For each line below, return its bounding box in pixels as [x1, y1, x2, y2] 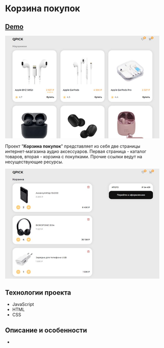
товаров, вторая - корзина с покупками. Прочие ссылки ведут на [5, 153, 142, 159]
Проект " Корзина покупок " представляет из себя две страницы [5, 143, 141, 149]
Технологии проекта [5, 288, 71, 297]
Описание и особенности [5, 326, 87, 334]
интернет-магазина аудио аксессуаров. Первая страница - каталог [5, 148, 147, 154]
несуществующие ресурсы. [5, 159, 64, 165]
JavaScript [12, 301, 34, 307]
